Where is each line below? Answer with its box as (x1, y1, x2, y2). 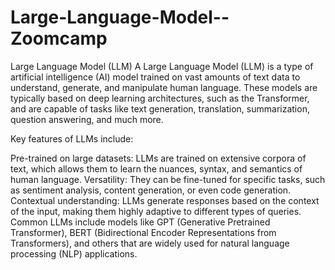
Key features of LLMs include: (10, 132, 134, 145)
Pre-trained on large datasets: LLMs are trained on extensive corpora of (10, 152, 307, 164)
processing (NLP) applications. (10, 247, 138, 260)
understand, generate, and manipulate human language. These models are (10, 81, 318, 93)
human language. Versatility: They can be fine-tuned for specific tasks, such (10, 173, 326, 185)
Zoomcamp (10, 27, 108, 50)
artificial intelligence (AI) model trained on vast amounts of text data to (10, 71, 301, 83)
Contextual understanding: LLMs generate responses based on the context (10, 194, 320, 206)
